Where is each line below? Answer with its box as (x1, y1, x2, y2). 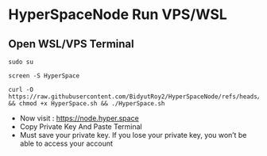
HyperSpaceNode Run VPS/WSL (8, 6, 228, 24)
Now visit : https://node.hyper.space (19, 113, 139, 123)
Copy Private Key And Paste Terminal (19, 122, 142, 131)
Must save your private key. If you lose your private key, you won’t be (19, 131, 247, 139)
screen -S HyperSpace (8, 72, 80, 80)
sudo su (8, 58, 34, 66)
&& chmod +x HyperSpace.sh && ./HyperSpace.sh (8, 100, 165, 108)
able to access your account (19, 139, 114, 148)
